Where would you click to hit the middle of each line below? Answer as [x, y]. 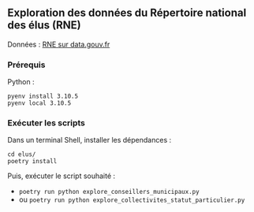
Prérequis [26, 65]
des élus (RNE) [44, 26]
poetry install [32, 162]
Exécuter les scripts [47, 123]
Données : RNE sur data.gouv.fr [59, 44]
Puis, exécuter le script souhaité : [62, 176]
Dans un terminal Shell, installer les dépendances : [89, 140]
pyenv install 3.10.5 [43, 97]
